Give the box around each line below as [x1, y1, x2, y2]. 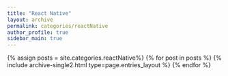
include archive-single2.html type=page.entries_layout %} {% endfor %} [7, 61, 212, 69]
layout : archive [7, 16, 53, 23]
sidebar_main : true [7, 35, 63, 42]
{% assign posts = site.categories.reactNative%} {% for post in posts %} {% [7, 54, 222, 62]
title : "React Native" [7, 9, 72, 17]
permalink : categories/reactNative [7, 22, 109, 29]
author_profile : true [7, 28, 69, 36]
